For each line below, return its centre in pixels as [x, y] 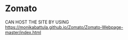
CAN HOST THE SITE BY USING [37, 22]
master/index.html [23, 32]
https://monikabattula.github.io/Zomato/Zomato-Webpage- [64, 27]
